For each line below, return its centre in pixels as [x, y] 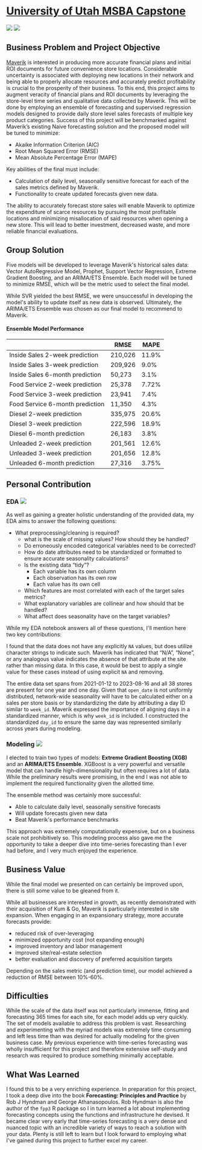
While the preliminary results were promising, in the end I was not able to [97, 777]
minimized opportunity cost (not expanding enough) [80, 940]
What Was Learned [43, 1074]
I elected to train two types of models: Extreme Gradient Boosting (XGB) [97, 758]
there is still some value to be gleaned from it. [63, 891]
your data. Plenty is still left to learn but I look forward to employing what [96, 1134]
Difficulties [27, 996]
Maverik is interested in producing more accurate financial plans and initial [99, 62]
